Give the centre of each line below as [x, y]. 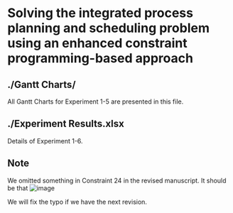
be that [18, 188]
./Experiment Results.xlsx [66, 124]
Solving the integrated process [101, 13]
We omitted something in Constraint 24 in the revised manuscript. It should [117, 180]
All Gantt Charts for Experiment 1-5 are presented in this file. [96, 102]
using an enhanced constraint [98, 43]
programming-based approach [101, 59]
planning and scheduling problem [108, 28]
